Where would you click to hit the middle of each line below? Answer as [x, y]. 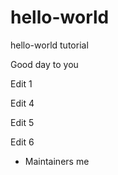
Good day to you [44, 64]
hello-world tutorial [49, 45]
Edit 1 [21, 83]
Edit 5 [22, 122]
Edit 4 [22, 103]
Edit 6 [22, 142]
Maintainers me [57, 161]
